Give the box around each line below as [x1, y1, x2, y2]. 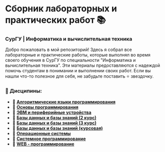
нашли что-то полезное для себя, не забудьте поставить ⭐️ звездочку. [5, 73, 154, 79]
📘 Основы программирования [12, 104, 78, 110]
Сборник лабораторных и [5, 3, 117, 14]
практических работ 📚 [5, 14, 106, 26]
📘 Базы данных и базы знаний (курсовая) [12, 125, 103, 131]
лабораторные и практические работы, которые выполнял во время [5, 52, 151, 58]
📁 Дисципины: [5, 88, 42, 95]
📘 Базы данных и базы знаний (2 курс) [12, 114, 97, 120]
